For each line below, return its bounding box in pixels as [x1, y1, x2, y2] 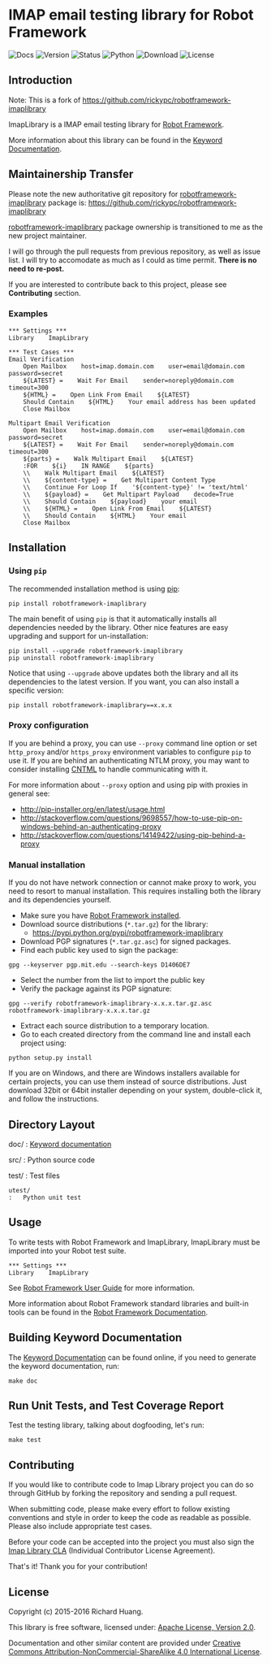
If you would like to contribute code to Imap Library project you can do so [8, 1479, 254, 1489]
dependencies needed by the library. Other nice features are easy [8, 622, 229, 632]
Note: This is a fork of [8, 95, 81, 105]
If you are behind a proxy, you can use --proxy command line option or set [8, 738, 257, 748]
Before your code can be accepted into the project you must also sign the [8, 1537, 255, 1547]
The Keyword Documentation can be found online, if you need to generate [8, 1352, 257, 1362]
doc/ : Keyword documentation [8, 1139, 112, 1149]
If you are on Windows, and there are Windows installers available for [8, 1068, 240, 1078]
